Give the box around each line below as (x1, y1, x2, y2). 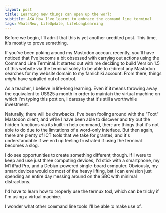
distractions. (5, 179, 31, 185)
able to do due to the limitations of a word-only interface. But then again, (5, 127, 154, 133)
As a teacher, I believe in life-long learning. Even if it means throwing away (5, 85, 158, 92)
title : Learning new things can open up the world (5, 12, 112, 17)
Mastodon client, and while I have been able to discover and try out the (5, 116, 150, 122)
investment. (5, 101, 29, 107)
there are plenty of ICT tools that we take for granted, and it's (5, 132, 130, 138)
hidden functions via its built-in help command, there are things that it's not (5, 122, 159, 128)
